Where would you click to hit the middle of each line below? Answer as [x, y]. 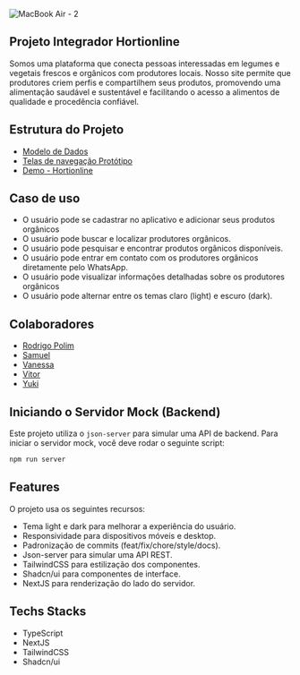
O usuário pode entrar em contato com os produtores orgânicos [140, 258]
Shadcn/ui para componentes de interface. [101, 574]
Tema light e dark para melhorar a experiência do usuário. [129, 526]
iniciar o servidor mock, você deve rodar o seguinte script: [117, 443]
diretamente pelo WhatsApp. [75, 268]
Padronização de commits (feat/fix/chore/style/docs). [121, 545]
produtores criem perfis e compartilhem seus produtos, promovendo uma [145, 82]
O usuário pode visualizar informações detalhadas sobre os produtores [153, 277]
